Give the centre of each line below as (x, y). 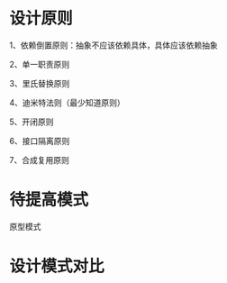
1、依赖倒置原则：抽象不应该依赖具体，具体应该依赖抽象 (113, 45)
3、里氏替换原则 (40, 83)
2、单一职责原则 (40, 64)
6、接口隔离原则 (40, 141)
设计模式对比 (57, 266)
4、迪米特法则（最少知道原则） (68, 102)
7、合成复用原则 (39, 160)
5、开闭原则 (32, 122)
